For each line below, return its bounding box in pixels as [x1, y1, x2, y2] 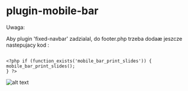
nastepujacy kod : [6, 41, 50, 48]
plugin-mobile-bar [6, 4, 99, 18]
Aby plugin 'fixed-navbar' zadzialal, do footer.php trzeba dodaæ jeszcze [6, 35, 183, 42]
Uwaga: [6, 24, 25, 31]
